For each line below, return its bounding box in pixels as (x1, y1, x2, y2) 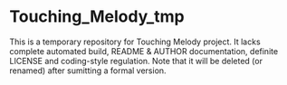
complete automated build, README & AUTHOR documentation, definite (9, 45, 279, 56)
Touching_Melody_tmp (9, 6, 185, 27)
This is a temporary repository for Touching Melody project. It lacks (9, 36, 261, 47)
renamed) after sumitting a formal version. (9, 65, 167, 76)
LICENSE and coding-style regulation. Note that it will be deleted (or (9, 55, 263, 66)
